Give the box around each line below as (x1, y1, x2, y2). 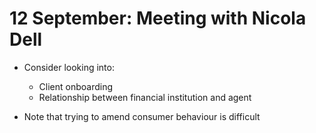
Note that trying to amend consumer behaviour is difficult (23, 110, 261, 122)
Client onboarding (38, 80, 114, 92)
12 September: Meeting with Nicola (9, 7, 307, 30)
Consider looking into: (23, 61, 115, 73)
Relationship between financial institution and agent (38, 91, 252, 103)
